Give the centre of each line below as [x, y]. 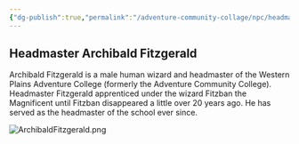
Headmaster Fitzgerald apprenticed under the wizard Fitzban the [128, 93]
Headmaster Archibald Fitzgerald [103, 54]
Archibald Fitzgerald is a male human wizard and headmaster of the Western [149, 75]
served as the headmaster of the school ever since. [104, 113]
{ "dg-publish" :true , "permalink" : [71, 17]
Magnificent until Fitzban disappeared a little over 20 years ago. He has [140, 103]
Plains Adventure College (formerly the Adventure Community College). [141, 84]
